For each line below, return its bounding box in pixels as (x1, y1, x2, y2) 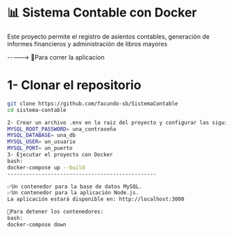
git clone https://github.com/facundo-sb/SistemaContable (7, 100, 178, 107)
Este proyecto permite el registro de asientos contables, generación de (7, 32, 210, 41)
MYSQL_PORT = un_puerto (7, 145, 73, 152)
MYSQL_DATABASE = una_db (7, 132, 76, 139)
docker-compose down (7, 221, 67, 228)
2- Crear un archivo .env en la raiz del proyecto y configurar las (7, 119, 209, 126)
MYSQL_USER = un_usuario (7, 138, 76, 145)
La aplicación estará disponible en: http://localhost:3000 (7, 196, 185, 203)
